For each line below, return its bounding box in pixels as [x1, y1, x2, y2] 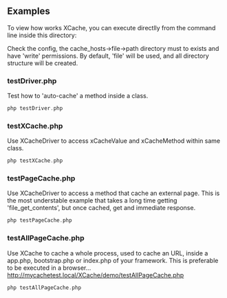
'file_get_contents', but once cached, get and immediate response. [7, 204, 196, 212]
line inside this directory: [7, 31, 77, 39]
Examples [7, 5, 50, 17]
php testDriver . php [7, 105, 63, 112]
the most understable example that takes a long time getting [7, 196, 177, 205]
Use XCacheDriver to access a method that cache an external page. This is [7, 189, 220, 198]
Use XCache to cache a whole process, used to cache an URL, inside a [7, 249, 208, 257]
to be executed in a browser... [7, 264, 91, 272]
